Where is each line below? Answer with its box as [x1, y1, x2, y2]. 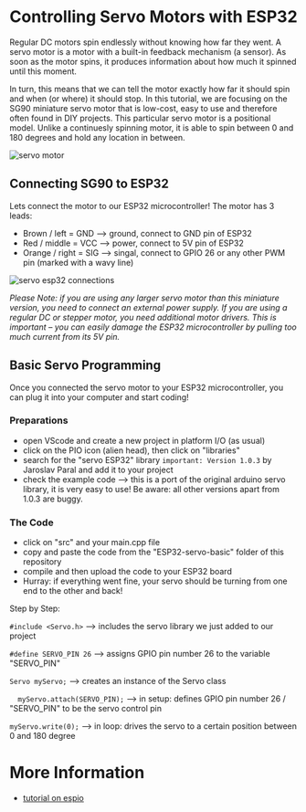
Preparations [9, 414, 69, 427]
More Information [9, 763, 145, 783]
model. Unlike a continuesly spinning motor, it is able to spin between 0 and [9, 121, 294, 133]
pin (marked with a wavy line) [22, 257, 134, 268]
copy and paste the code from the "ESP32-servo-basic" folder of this [22, 546, 285, 558]
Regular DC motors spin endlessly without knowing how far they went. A [9, 37, 281, 47]
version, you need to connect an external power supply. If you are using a [9, 301, 288, 312]
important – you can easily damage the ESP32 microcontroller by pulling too [9, 322, 297, 332]
